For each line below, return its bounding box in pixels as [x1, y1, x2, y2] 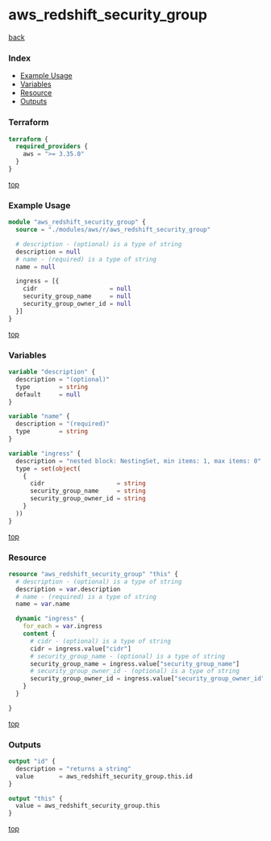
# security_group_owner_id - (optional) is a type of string [29, 667, 240, 676]
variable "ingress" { [8, 450, 81, 458]
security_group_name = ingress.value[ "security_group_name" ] [29, 659, 240, 667]
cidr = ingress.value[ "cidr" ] [29, 644, 131, 653]
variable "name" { [8, 412, 70, 420]
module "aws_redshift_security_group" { [8, 218, 147, 227]
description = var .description [15, 585, 121, 593]
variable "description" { [8, 368, 95, 376]
